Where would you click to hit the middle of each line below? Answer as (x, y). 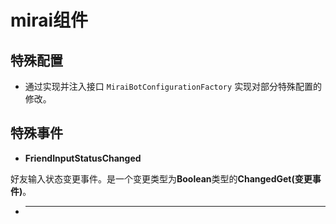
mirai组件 (49, 20)
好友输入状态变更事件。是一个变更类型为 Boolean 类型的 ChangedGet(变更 (161, 178)
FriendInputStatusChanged (83, 158)
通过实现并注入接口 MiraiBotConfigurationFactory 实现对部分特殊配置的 (173, 86)
